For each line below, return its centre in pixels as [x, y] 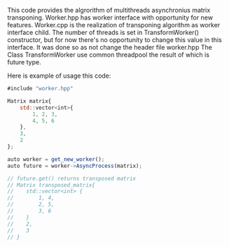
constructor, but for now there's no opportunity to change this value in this [114, 40]
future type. [24, 62]
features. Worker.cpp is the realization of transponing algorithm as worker [114, 25]
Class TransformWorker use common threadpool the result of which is [109, 55]
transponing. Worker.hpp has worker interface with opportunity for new [110, 17]
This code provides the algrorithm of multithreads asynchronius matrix [109, 10]
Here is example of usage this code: [59, 76]
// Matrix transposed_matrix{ [51, 185]
